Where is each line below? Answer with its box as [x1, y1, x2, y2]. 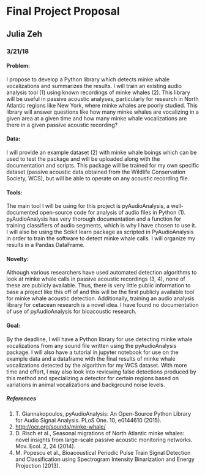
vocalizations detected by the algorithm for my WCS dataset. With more [6, 361, 187, 369]
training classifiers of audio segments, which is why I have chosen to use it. [6, 222, 197, 229]
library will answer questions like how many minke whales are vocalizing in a [6, 108, 199, 116]
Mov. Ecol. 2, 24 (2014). [15, 443, 76, 450]
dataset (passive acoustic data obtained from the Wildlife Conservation [6, 168, 185, 175]
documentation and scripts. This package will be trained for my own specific [6, 161, 199, 169]
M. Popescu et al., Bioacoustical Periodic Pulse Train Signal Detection [15, 449, 191, 457]
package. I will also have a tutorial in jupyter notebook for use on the [6, 348, 179, 356]
